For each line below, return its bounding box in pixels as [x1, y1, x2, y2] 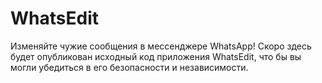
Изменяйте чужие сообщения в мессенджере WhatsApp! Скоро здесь [10, 40, 312, 52]
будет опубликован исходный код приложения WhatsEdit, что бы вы [10, 50, 302, 62]
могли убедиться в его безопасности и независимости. [10, 61, 249, 73]
